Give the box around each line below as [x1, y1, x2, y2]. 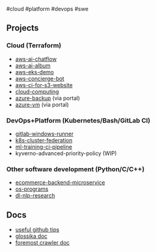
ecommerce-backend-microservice [15, 179, 105, 186]
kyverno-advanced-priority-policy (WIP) [15, 150, 117, 157]
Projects [6, 23, 39, 33]
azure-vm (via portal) [15, 101, 69, 108]
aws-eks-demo [15, 68, 54, 75]
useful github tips [15, 226, 59, 234]
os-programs [15, 185, 49, 193]
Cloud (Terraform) [6, 41, 62, 50]
